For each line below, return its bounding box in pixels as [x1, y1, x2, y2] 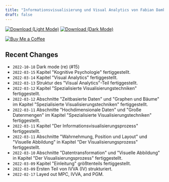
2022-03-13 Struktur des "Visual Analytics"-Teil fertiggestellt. [12, 80, 138, 86]
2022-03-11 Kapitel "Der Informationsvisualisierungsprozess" [12, 123, 138, 129]
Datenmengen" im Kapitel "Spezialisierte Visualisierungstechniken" [12, 112, 152, 118]
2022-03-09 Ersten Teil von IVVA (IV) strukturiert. [12, 166, 113, 172]
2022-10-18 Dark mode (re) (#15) [12, 64, 80, 70]
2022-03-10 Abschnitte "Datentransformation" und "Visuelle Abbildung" [12, 150, 160, 156]
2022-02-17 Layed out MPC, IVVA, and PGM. [12, 171, 104, 177]
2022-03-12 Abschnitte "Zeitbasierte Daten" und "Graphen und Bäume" [12, 96, 159, 102]
